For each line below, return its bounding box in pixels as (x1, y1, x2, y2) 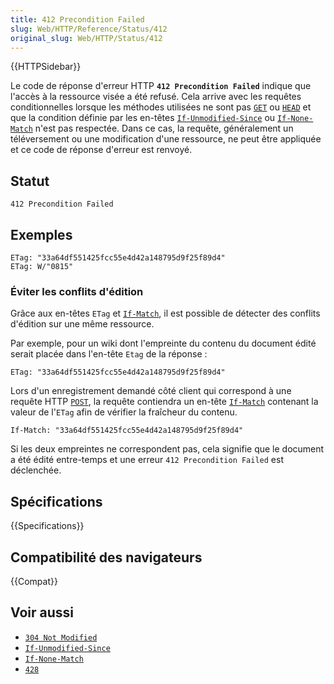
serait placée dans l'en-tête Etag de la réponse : (10, 348, 208, 360)
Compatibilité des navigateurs (10, 549, 203, 566)
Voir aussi (10, 604, 74, 621)
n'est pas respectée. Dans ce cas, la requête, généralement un (34, 122, 294, 135)
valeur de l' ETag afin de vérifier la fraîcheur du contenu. (10, 406, 238, 418)
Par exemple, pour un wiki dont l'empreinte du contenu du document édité (10, 337, 317, 350)
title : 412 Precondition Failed (10, 14, 145, 25)
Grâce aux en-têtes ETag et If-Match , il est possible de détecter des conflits (10, 307, 321, 320)
